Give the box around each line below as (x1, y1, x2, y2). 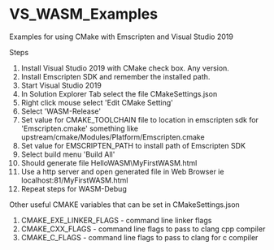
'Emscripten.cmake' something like (20, 123, 139, 133)
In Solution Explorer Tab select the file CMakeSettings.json (20, 88, 218, 98)
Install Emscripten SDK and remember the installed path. (20, 71, 211, 81)
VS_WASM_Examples (9, 5, 158, 24)
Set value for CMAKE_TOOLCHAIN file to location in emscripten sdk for (20, 114, 259, 124)
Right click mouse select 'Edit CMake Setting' (20, 97, 174, 107)
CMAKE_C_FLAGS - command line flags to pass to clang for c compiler (20, 232, 259, 242)
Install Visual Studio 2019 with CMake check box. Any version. (20, 62, 230, 73)
